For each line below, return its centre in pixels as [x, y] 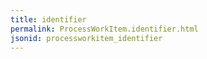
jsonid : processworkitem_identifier [86, 38]
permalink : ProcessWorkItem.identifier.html [104, 29]
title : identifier [48, 19]
